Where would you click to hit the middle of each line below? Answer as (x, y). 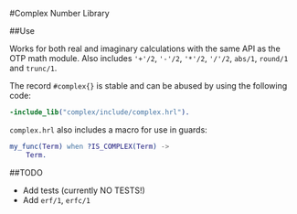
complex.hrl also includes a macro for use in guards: (108, 129)
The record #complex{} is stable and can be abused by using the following (148, 86)
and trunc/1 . (33, 68)
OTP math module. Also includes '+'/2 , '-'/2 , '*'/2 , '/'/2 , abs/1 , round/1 (149, 58)
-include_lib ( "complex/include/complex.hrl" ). (100, 112)
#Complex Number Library (59, 13)
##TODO (26, 172)
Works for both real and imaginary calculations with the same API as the (145, 48)
